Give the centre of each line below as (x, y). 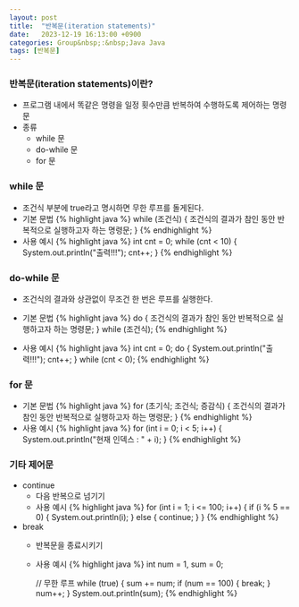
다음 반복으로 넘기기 (70, 496)
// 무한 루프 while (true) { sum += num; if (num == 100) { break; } (153, 583)
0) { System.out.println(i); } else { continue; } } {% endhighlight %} (157, 517)
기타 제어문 (32, 465)
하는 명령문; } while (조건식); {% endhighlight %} (140, 329)
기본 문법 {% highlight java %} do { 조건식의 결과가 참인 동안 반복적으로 (148, 318)
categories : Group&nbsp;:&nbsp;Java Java (87, 43)
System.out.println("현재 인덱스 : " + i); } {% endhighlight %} (132, 440)
